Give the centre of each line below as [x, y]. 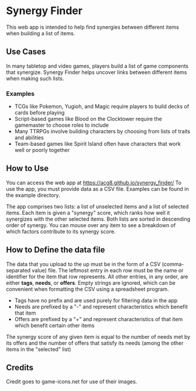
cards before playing [39, 113]
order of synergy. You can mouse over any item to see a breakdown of [91, 225]
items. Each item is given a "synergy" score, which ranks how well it [88, 213]
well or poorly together [42, 150]
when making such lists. [35, 78]
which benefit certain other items [54, 325]
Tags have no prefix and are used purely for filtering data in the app [96, 300]
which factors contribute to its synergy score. [61, 231]
